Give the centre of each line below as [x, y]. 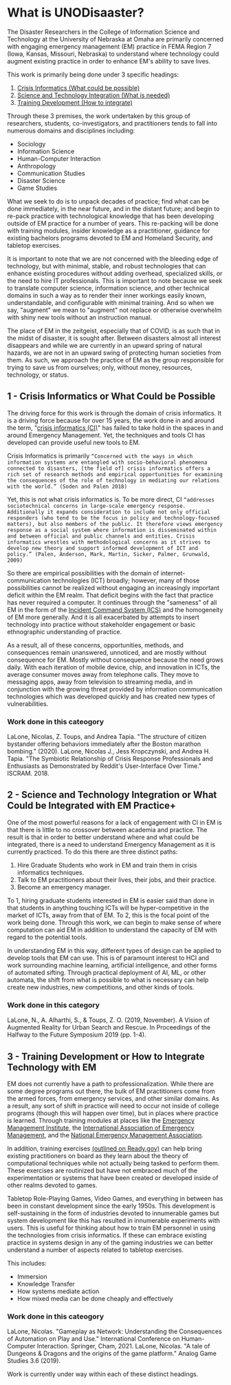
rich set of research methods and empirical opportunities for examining [115, 474]
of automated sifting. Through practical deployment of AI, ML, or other [107, 972]
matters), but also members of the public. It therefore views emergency [115, 524]
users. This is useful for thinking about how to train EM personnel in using [111, 1228]
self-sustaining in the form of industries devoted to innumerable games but [113, 1213]
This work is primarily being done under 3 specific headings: [93, 75]
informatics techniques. [51, 872]
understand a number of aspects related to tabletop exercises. [96, 1250]
